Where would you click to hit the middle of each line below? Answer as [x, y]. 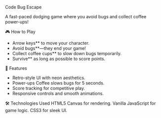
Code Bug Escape [23, 7]
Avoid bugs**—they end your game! [49, 48]
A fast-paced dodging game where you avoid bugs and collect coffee [76, 16]
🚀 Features [16, 68]
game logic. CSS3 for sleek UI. [36, 110]
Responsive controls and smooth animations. [58, 93]
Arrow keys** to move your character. [51, 43]
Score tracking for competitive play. [49, 88]
